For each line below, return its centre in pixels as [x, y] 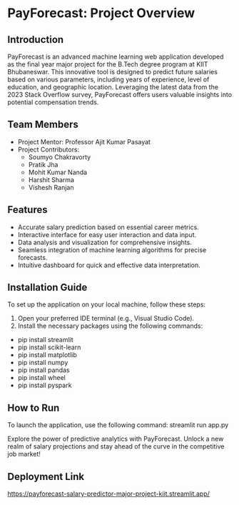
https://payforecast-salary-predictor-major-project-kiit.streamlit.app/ [109, 494]
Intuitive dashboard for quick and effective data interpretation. [109, 265]
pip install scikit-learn [49, 347]
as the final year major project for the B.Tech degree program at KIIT [108, 64]
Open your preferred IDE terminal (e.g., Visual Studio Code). [106, 319]
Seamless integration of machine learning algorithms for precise [112, 250]
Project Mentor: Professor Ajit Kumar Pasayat [84, 141]
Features [27, 210]
